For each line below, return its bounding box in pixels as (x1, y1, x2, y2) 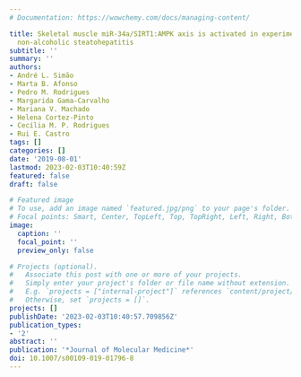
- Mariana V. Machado (9, 104, 90, 113)
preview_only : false (17, 246, 94, 255)
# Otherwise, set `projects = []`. (9, 295, 150, 304)
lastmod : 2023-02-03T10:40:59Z (9, 162, 126, 171)
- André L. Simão (9, 71, 74, 81)
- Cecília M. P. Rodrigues (9, 121, 110, 130)
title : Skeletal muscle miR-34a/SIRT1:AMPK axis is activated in (9, 29, 258, 39)
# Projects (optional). (9, 262, 99, 271)
